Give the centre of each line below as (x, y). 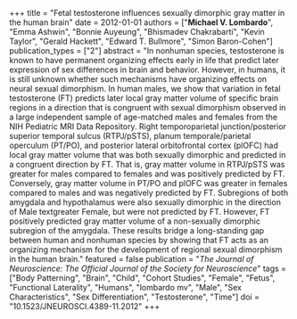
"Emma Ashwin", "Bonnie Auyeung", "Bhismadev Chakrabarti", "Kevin (137, 32)
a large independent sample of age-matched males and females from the (144, 117)
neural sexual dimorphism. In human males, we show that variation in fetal (145, 89)
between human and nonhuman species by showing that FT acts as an (139, 240)
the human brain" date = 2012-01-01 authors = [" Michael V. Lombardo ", (141, 22)
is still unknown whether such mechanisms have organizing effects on (138, 79)
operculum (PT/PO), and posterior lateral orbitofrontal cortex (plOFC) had (144, 145)
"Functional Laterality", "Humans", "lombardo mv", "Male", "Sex (126, 287)
